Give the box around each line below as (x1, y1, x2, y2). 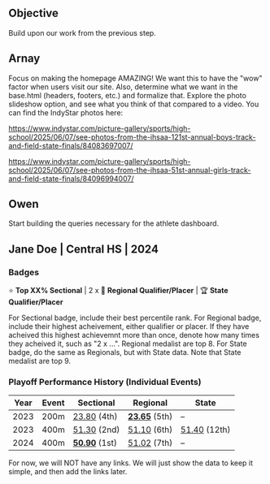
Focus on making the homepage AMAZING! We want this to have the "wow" (8, 73, 263, 83)
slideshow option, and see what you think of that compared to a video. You (8, 99, 259, 109)
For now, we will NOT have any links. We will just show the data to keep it (8, 458, 254, 468)
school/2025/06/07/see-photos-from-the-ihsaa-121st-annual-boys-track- (8, 132, 256, 141)
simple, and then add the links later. (8, 467, 128, 477)
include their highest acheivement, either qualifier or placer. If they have (8, 322, 250, 331)
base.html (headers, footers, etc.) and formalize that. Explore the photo (8, 90, 246, 100)
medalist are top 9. (8, 357, 72, 366)
